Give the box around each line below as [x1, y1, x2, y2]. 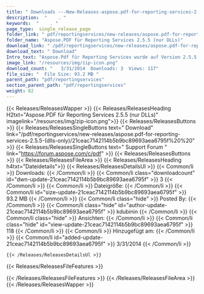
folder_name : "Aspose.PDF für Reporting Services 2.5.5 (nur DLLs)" [6, 37, 183, 43]
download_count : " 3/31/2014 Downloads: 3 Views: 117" [6, 65, 159, 72]
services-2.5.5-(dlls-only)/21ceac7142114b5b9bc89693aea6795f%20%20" [6, 137, 195, 144]
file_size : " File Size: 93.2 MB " [6, 71, 99, 77]
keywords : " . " [6, 20, 59, 26]
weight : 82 [6, 88, 34, 94]
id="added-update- [53, 233, 103, 241]
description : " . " [6, 15, 67, 21]
